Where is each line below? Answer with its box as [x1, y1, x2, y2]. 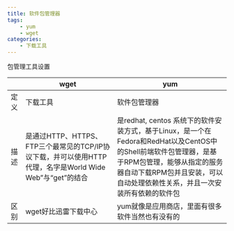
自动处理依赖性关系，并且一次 [117, 178, 215, 187]
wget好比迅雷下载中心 [25, 207, 97, 216]
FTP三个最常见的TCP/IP [25, 142, 103, 151]
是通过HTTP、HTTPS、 [25, 131, 102, 141]
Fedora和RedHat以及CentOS [117, 137, 211, 146]
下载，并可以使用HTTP [32, 152, 107, 162]
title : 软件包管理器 [7, 10, 61, 17]
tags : [7, 17, 23, 24]
